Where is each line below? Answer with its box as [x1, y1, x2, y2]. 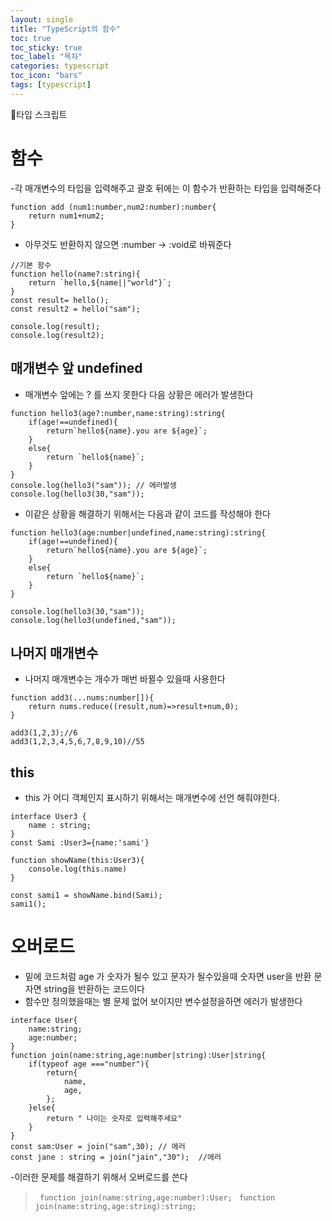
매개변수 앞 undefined [10, 360, 143, 377]
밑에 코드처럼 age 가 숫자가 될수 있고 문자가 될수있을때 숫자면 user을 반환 [24, 971, 312, 983]
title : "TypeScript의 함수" [10, 24, 122, 34]
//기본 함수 [10, 260, 52, 270]
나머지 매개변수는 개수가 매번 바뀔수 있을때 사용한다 [24, 673, 226, 685]
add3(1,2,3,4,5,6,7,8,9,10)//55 [10, 737, 145, 747]
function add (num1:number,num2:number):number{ [10, 202, 217, 212]
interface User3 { [10, 812, 87, 822]
